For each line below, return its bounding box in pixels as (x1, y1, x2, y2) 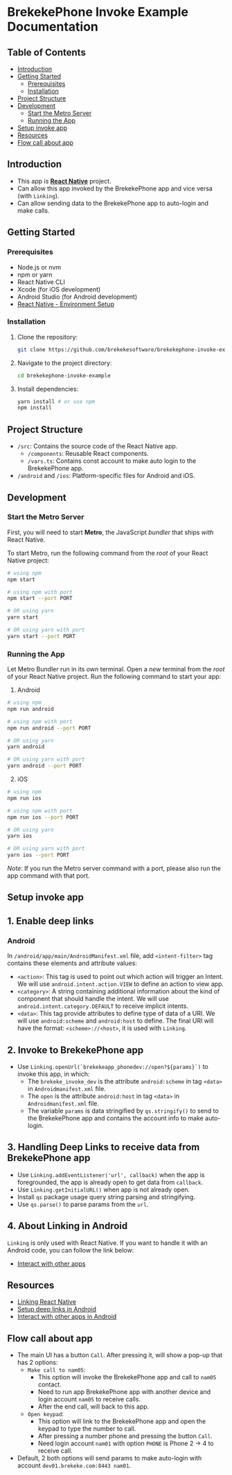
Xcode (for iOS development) (17, 285, 101, 293)
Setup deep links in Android (17, 1305, 97, 1314)
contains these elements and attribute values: (7, 959, 137, 967)
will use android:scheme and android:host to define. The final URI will (17, 1016, 214, 1025)
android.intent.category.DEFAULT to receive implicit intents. (17, 1002, 189, 1010)
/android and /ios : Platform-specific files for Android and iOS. (17, 472, 195, 480)
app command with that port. (7, 872, 90, 880)
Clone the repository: (17, 333, 78, 341)
